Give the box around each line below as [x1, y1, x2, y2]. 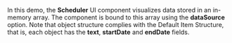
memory [7, 13, 32, 21]
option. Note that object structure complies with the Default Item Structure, [7, 21, 224, 28]
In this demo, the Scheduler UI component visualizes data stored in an [7, 6, 212, 14]
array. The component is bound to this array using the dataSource [32, 13, 225, 21]
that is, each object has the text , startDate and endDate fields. [7, 28, 190, 36]
